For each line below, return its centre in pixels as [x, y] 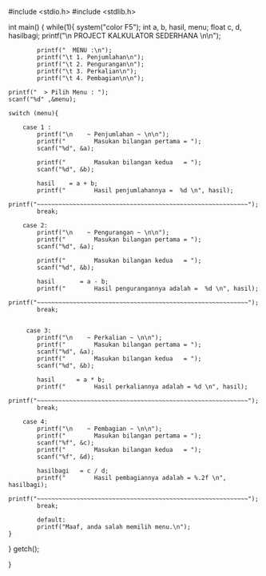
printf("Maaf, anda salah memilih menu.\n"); [114, 527]
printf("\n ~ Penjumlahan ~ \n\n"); [103, 135]
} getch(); [24, 549]
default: [52, 520]
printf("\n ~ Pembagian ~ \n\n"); [99, 429]
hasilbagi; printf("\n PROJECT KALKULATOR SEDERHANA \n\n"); [115, 36]
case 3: [39, 331]
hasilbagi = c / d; [73, 471]
